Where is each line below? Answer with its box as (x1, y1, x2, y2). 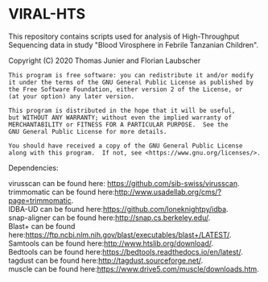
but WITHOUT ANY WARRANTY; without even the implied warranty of (8, 114, 232, 122)
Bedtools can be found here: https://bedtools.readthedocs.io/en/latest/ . (8, 247, 243, 256)
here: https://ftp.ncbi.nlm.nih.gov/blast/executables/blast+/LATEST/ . (8, 230, 232, 239)
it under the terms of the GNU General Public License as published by (8, 78, 254, 86)
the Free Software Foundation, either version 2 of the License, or (8, 85, 243, 93)
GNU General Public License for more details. (8, 127, 167, 135)
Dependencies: (8, 163, 59, 172)
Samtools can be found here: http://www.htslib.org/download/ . (8, 238, 214, 248)
